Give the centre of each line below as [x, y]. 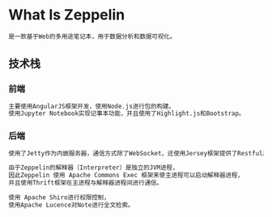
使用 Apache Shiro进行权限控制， [59, 198]
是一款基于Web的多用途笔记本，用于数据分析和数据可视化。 [92, 36]
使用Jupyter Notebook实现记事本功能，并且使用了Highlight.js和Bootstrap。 [127, 114]
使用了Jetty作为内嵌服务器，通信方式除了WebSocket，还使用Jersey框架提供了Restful [136, 153]
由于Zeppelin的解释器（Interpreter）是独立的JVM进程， [93, 168]
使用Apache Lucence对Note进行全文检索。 [71, 205]
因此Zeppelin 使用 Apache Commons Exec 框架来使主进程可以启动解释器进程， [126, 176]
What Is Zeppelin [67, 15]
